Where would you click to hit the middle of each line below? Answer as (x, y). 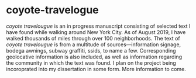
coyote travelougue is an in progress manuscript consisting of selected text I (98, 26)
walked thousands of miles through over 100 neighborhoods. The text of (93, 38)
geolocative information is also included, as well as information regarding (94, 57)
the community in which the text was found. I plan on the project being (91, 63)
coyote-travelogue (52, 10)
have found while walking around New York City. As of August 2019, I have (96, 32)
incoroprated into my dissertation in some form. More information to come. (96, 69)
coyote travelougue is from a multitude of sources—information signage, (94, 44)
